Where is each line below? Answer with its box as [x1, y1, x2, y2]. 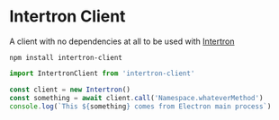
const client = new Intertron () [9, 85, 130, 94]
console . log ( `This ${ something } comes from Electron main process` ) [9, 101, 272, 111]
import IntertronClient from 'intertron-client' [9, 69, 195, 78]
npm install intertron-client [9, 53, 123, 62]
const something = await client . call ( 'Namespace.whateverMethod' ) [9, 93, 264, 102]
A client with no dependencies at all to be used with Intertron [9, 36, 236, 47]
